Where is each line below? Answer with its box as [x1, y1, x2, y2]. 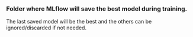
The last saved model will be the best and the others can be [6, 18, 152, 25]
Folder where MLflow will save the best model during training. [6, 5, 188, 13]
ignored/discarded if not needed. [6, 24, 87, 31]
